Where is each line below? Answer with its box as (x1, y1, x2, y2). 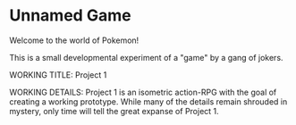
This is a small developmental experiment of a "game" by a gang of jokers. (9, 52, 283, 62)
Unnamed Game (9, 5, 131, 26)
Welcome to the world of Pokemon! (9, 35, 140, 46)
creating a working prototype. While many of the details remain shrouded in (9, 96, 288, 107)
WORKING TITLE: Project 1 (9, 69, 107, 80)
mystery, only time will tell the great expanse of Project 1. (9, 105, 219, 116)
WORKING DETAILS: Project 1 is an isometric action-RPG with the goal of (9, 87, 277, 97)
